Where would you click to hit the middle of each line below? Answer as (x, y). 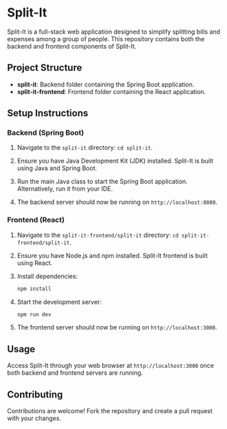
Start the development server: (59, 302)
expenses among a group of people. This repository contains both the (106, 38)
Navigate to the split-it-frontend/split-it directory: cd (98, 235)
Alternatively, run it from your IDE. (65, 189)
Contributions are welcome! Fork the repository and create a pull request (110, 411)
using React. (35, 263)
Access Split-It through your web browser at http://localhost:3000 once (111, 366)
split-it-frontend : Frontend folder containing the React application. (111, 91)
